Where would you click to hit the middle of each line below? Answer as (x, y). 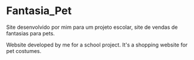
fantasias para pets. (30, 33)
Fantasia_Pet (39, 11)
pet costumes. (24, 51)
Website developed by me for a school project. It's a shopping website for (97, 45)
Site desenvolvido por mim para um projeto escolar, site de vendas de (92, 27)
